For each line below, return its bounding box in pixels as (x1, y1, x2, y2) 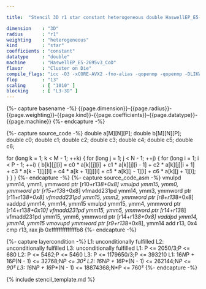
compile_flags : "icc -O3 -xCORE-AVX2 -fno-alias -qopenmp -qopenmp (6, 71, 183, 77)
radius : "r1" (6, 31, 59, 37)
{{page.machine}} (6, 118, 52, 126)
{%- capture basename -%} (6, 105, 77, 112)
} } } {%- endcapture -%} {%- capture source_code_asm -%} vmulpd (6, 174, 181, 181)
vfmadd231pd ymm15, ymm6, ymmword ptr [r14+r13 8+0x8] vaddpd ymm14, (6, 213, 198, 220)
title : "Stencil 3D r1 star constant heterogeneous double (6, 14, 164, 20)
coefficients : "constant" (6, 48, 75, 54)
